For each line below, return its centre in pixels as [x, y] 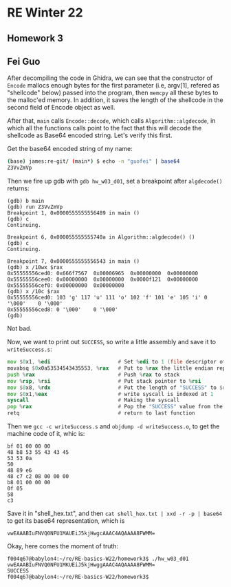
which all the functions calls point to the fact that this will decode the [104, 128]
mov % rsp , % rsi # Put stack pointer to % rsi [104, 381]
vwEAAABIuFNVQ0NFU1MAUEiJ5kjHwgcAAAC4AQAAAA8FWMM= [81, 534]
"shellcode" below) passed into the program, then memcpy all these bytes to [113, 93]
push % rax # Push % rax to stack [93, 375]
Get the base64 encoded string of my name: [70, 149]
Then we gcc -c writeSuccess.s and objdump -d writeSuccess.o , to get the [113, 426]
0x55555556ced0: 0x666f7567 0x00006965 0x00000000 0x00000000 [102, 274]
